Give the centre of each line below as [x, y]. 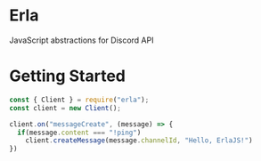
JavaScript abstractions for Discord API [82, 40]
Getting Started [68, 76]
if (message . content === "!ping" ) [79, 133]
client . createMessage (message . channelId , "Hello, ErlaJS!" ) [139, 141]
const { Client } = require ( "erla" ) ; [79, 100]
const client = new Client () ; [65, 108]
